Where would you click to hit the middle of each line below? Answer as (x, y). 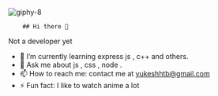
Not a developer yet (40, 41)
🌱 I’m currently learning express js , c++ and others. (104, 56)
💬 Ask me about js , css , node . (71, 65)
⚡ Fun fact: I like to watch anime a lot (79, 85)
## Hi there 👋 (45, 27)
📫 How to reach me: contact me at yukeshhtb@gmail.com (115, 74)
